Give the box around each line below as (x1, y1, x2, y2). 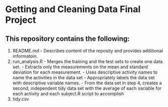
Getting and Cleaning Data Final (5, 4, 141, 15)
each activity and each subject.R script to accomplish (12, 91, 124, 96)
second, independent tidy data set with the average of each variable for (12, 85, 162, 91)
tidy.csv (12, 96, 29, 102)
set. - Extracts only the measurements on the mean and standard (12, 64, 148, 70)
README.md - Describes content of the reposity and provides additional (12, 48, 163, 54)
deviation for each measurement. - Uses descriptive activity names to (12, 69, 158, 75)
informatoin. (12, 53, 38, 59)
